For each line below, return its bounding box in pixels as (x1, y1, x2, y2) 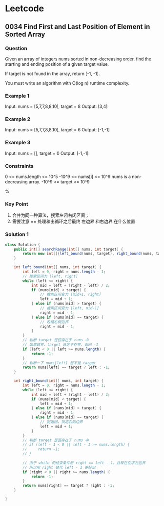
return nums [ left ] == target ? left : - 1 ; (22, 365, 110, 370)
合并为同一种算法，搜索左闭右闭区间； (12, 212, 89, 218)
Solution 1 (5, 231, 29, 238)
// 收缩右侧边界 (40, 319, 69, 324)
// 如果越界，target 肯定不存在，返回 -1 (22, 342, 99, 347)
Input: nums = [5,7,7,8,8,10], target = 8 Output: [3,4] (5, 103, 108, 109)
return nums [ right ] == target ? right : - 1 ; (22, 483, 115, 488)
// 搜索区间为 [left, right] (22, 274, 78, 278)
